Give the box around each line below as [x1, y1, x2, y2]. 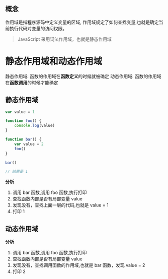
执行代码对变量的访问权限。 [9, 25, 67, 31]
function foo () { [5, 118, 42, 123]
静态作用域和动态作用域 [5, 56, 103, 67]
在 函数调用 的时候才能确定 [5, 80, 58, 86]
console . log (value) [14, 123, 55, 128]
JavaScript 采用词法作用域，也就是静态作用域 [17, 36, 112, 42]
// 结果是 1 [5, 169, 28, 174]
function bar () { [5, 137, 42, 142]
